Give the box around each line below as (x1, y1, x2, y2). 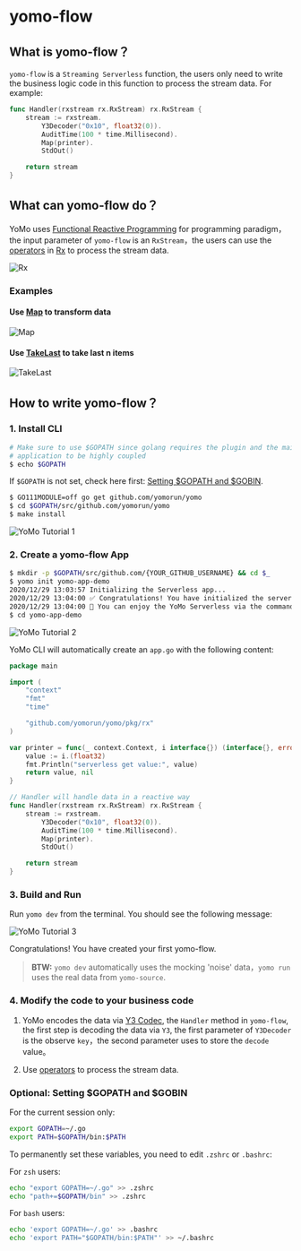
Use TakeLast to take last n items (9, 347, 134, 358)
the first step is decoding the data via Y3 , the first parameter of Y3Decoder (21, 1024, 292, 1035)
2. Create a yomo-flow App (9, 548, 130, 561)
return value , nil (25, 768, 94, 777)
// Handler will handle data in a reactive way (9, 793, 191, 802)
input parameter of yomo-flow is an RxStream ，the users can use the (22, 235, 272, 246)
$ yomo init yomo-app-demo (9, 577, 110, 586)
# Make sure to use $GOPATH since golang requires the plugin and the (9, 443, 279, 452)
